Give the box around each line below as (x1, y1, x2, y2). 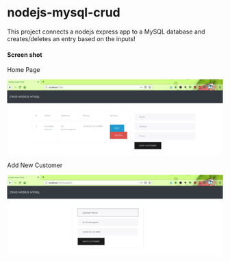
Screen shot (7, 50, 42, 59)
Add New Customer (7, 161, 63, 169)
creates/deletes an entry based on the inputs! (7, 34, 136, 42)
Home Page (7, 66, 40, 74)
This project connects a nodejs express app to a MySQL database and (7, 27, 205, 36)
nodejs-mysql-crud (7, 5, 121, 21)
